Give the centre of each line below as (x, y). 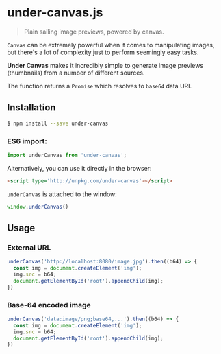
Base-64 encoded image (49, 305)
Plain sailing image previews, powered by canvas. (94, 32)
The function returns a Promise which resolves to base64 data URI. (100, 86)
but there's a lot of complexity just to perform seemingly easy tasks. (103, 52)
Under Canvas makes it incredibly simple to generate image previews (105, 65)
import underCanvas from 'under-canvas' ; (67, 155)
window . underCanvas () (38, 206)
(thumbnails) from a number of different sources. (76, 73)
